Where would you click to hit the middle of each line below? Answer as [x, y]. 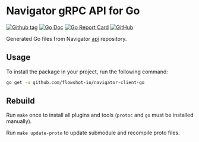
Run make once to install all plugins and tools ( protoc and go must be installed [100, 115]
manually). [19, 121]
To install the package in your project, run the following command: [87, 72]
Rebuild [20, 101]
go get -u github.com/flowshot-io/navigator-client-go [75, 82]
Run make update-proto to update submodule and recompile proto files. [93, 133]
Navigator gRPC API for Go [73, 11]
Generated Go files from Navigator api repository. [67, 38]
